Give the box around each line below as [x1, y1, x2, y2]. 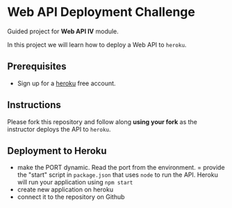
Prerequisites [7, 60, 67, 73]
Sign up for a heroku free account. [17, 79, 116, 87]
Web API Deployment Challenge [7, 4, 196, 20]
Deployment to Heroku [7, 145, 107, 157]
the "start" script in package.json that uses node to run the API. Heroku [17, 171, 219, 179]
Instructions [7, 99, 61, 111]
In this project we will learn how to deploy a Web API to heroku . [7, 40, 187, 49]
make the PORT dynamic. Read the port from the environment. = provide [17, 164, 225, 172]
